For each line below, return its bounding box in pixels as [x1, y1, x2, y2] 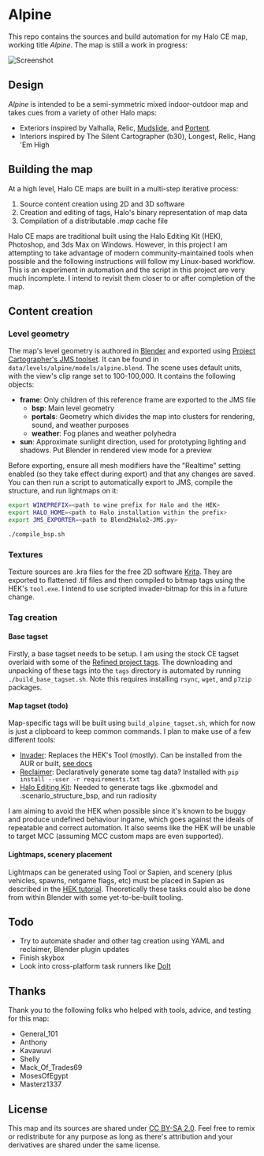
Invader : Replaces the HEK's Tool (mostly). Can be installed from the [19, 750, 243, 760]
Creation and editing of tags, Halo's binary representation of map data [19, 207, 248, 217]
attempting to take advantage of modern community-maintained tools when [8, 247, 254, 258]
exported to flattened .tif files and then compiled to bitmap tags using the [8, 576, 246, 585]
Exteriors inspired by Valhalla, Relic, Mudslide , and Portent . [19, 123, 211, 132]
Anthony [19, 1037, 47, 1047]
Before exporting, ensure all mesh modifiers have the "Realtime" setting [8, 461, 241, 470]
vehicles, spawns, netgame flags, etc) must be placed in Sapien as [8, 875, 225, 885]
